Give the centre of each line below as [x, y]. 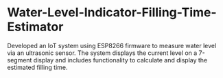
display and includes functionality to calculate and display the [120, 60]
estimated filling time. [37, 67]
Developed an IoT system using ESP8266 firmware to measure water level [112, 45]
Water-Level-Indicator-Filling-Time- [112, 13]
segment [20, 60]
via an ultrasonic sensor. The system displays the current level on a [102, 53]
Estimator [35, 27]
